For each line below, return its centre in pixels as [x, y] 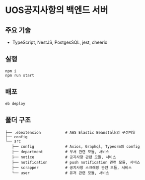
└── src [13, 141]
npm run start [20, 75]
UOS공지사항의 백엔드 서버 [57, 10]
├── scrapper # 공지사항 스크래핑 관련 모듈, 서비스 [72, 168]
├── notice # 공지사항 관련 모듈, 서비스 [64, 157]
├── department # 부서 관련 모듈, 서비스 [60, 152]
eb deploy [15, 103]
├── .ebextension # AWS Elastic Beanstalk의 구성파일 [70, 133]
